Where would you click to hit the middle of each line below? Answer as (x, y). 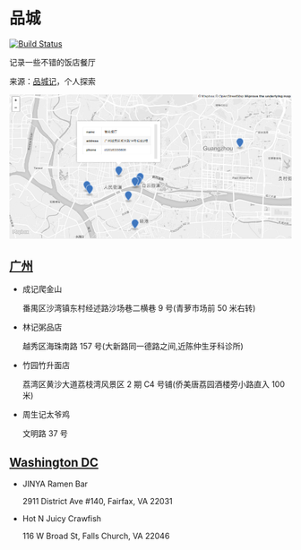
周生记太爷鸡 (46, 415)
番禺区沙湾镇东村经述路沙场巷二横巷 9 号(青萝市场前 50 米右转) (139, 308)
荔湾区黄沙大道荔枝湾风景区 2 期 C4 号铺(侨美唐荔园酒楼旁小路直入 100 (153, 384)
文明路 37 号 (45, 434)
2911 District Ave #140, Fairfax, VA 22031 (97, 502)
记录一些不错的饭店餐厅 (52, 62)
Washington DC (54, 462)
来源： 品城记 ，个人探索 (52, 81)
